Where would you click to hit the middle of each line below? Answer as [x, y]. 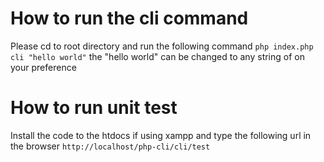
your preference [43, 67]
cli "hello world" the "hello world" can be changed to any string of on [157, 56]
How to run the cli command [129, 18]
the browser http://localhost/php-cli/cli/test [110, 146]
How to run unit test [94, 108]
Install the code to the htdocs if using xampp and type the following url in [161, 135]
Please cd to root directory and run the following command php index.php [162, 46]
